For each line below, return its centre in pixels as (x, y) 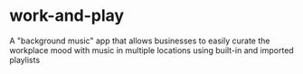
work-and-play (67, 16)
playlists (25, 60)
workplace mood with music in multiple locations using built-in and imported (151, 50)
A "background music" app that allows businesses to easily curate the (140, 41)
